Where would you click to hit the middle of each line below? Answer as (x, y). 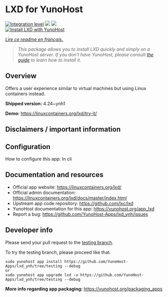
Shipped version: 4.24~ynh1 (35, 103)
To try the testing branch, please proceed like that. (58, 252)
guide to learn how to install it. (49, 60)
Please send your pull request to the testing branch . (59, 242)
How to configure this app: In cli (39, 159)
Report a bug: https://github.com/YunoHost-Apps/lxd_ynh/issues (80, 214)
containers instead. (25, 94)
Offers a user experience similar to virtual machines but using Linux (76, 88)
